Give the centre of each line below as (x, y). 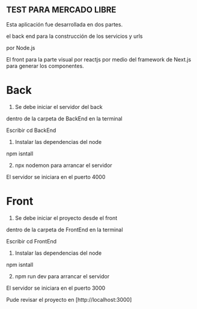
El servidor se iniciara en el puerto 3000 (56, 288)
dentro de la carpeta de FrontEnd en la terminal (65, 229)
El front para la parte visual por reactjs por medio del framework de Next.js (99, 59)
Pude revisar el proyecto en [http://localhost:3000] (69, 299)
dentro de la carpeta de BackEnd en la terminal (64, 118)
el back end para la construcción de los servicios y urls (74, 36)
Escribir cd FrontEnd (32, 241)
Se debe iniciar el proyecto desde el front (66, 218)
